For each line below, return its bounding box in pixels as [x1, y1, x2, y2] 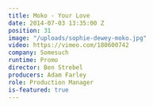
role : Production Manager [8, 78, 94, 86]
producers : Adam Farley [8, 71, 87, 79]
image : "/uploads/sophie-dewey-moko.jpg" [8, 33, 147, 42]
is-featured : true [8, 85, 69, 94]
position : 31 [8, 26, 52, 34]
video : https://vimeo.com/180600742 [8, 41, 129, 49]
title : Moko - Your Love [8, 11, 90, 20]
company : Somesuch [8, 49, 69, 57]
